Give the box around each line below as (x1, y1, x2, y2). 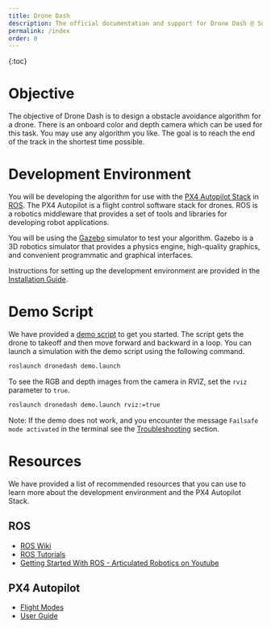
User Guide (19, 611, 58, 621)
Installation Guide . (8, 275, 69, 285)
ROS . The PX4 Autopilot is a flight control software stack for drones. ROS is (8, 201, 258, 210)
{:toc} (8, 56, 27, 66)
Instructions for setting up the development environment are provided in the (8, 266, 261, 276)
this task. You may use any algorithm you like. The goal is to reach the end (8, 128, 256, 138)
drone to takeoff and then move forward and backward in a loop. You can (8, 338, 252, 347)
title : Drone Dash (8, 11, 70, 20)
